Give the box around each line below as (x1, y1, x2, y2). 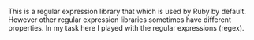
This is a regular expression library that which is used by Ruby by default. (8, 7, 247, 16)
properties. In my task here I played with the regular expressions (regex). (8, 24, 245, 32)
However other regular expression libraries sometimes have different (8, 15, 231, 24)
